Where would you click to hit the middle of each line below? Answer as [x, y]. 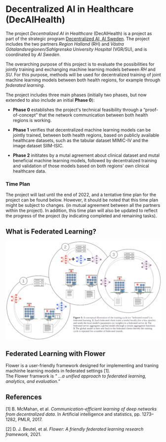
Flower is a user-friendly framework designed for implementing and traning [82, 366]
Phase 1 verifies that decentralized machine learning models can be [82, 129]
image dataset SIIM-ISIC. [38, 145]
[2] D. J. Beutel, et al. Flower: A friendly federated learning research [75, 429]
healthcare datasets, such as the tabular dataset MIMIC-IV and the [81, 140]
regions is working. [32, 120]
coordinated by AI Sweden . [33, 54]
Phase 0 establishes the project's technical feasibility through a [77, 110]
